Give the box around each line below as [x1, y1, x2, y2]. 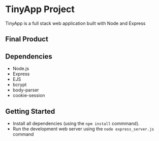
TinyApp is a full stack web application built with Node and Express [5, 20, 146, 26]
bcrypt [12, 82, 27, 88]
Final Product [5, 35, 48, 43]
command [12, 131, 34, 137]
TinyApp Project [5, 4, 75, 15]
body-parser [12, 87, 39, 93]
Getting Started [5, 107, 55, 116]
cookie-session [12, 92, 45, 99]
